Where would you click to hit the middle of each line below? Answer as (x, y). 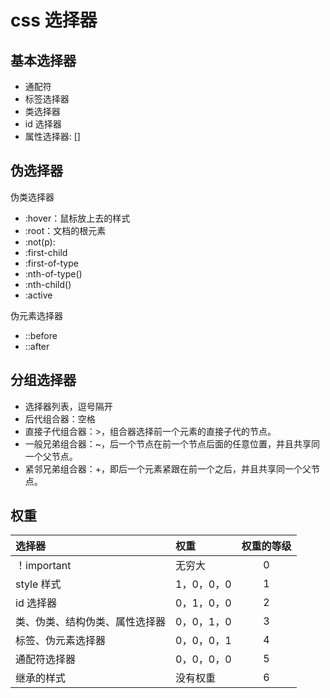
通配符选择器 (46, 659)
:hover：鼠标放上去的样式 (77, 218)
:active (38, 295)
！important (43, 566)
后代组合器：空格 (60, 418)
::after (37, 346)
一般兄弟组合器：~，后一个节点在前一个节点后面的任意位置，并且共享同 (172, 443)
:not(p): (40, 242)
